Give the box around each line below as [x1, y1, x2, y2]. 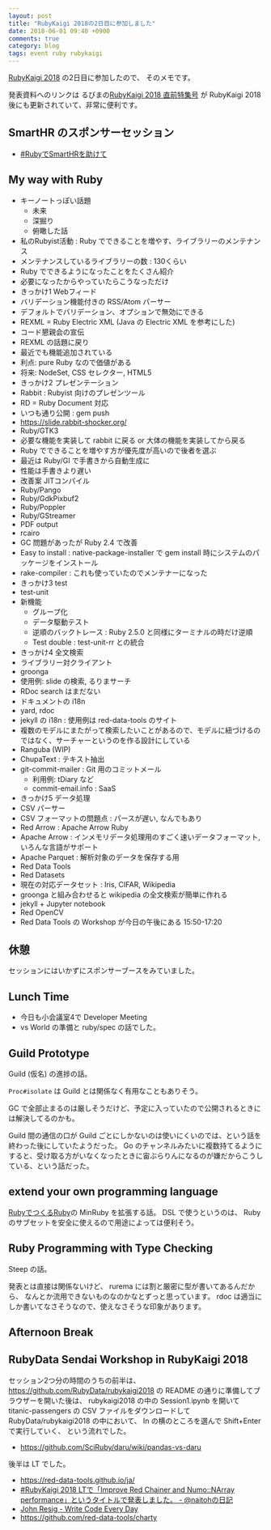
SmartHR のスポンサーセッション [8, 126, 175, 140]
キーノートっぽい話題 [19, 195, 91, 205]
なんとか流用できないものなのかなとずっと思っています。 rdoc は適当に [23, 1291, 263, 1301]
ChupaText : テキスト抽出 [19, 754, 105, 763]
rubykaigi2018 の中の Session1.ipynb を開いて [87, 1396, 240, 1405]
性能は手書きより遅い [19, 465, 91, 475]
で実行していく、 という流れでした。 [8, 1426, 131, 1435]
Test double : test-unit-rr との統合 [32, 637, 145, 647]
